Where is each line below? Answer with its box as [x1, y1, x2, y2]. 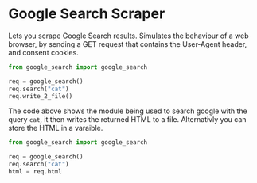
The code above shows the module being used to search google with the [8, 106, 248, 116]
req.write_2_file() [8, 92, 73, 100]
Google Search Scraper [8, 5, 165, 23]
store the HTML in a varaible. [8, 124, 103, 133]
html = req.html [8, 168, 62, 176]
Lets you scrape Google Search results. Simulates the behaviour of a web [8, 31, 249, 40]
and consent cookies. [8, 48, 80, 57]
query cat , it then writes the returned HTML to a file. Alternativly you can [8, 115, 247, 124]
